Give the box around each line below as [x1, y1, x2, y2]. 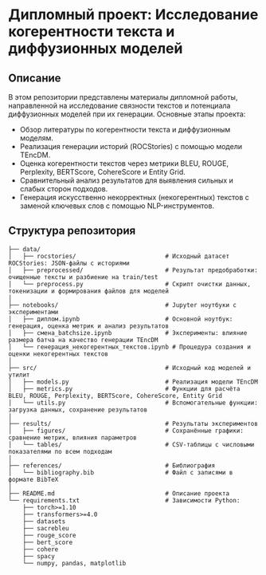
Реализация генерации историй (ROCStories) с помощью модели [19, 142, 243, 151]
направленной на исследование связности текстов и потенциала [8, 101, 231, 110]
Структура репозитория [8, 224, 136, 238]
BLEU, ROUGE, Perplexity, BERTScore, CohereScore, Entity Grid [8, 392, 223, 400]
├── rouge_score [22, 531, 77, 539]
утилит [8, 371, 30, 379]
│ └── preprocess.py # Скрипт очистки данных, [8, 280, 251, 288]
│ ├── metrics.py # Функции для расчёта [8, 384, 241, 392]
